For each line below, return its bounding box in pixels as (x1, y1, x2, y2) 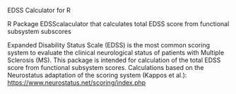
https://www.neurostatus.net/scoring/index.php (7, 78, 146, 87)
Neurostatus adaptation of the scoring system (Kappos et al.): (7, 71, 187, 79)
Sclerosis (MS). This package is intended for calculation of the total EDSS (7, 56, 221, 64)
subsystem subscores (7, 28, 72, 35)
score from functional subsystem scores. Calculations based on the (7, 64, 204, 71)
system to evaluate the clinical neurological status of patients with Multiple (7, 49, 225, 57)
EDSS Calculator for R (7, 6, 71, 14)
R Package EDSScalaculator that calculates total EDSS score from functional (7, 20, 230, 28)
